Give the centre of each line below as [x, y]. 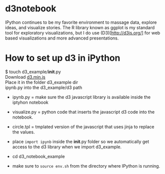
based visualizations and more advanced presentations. [62, 38]
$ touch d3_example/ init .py [33, 72]
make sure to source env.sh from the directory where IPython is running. [86, 166]
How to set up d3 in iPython [63, 58]
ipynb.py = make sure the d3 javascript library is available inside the [81, 97]
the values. [23, 132]
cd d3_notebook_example [39, 156]
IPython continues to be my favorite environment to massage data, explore [81, 22]
